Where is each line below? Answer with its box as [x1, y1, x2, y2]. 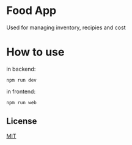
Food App [6, 4, 57, 18]
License [6, 116, 37, 127]
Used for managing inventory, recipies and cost [6, 24, 126, 31]
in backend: [6, 65, 36, 72]
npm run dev [6, 77, 37, 83]
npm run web [6, 99, 37, 105]
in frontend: [6, 88, 35, 95]
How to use [6, 45, 65, 59]
